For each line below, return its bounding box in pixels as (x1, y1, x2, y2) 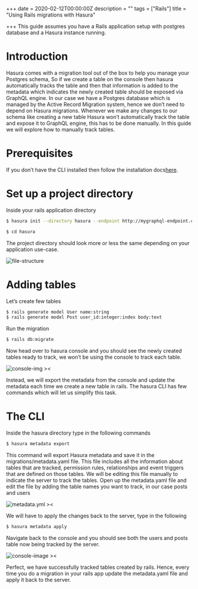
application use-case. (6, 246, 59, 253)
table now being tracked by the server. (6, 540, 100, 548)
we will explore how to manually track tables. (6, 125, 115, 133)
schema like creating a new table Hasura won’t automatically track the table (6, 113, 190, 120)
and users (6, 489, 31, 496)
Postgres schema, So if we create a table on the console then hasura (6, 75, 174, 82)
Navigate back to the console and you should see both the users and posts (6, 534, 189, 541)
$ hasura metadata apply (6, 523, 67, 529)
